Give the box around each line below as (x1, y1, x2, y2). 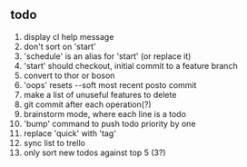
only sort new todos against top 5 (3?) (23, 147, 166, 158)
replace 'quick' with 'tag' (23, 127, 117, 139)
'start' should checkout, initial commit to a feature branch (23, 60, 239, 71)
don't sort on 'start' (23, 41, 96, 52)
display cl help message (23, 31, 114, 42)
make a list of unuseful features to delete (23, 89, 177, 100)
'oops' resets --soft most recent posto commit (23, 79, 197, 90)
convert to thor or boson (23, 70, 115, 81)
